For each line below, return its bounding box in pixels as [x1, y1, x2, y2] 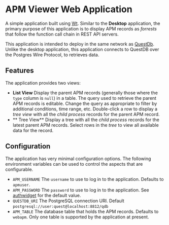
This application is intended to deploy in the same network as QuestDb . [5, 41, 155, 47]
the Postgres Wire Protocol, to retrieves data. [5, 52, 99, 58]
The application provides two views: [5, 80, 81, 86]
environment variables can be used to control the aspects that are [5, 161, 143, 167]
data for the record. [12, 127, 54, 133]
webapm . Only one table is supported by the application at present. [12, 214, 149, 220]
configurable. [5, 166, 33, 172]
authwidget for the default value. [12, 192, 81, 198]
